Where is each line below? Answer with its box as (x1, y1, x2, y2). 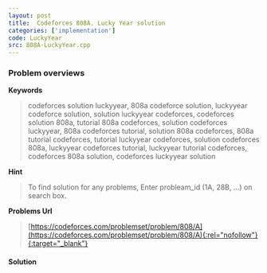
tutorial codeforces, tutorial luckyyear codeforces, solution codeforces (27, 135, 260, 144)
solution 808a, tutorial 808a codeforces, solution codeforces (27, 118, 228, 127)
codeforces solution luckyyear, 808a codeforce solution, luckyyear (27, 101, 248, 111)
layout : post (8, 11, 52, 20)
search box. (27, 191, 67, 201)
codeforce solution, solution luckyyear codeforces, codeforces (27, 109, 235, 119)
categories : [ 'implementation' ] (8, 26, 116, 34)
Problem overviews (8, 68, 85, 79)
